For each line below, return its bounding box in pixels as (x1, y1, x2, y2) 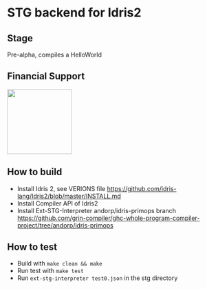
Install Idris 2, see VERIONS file (17, 184, 106, 192)
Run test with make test (17, 267, 84, 275)
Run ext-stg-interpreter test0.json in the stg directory (17, 274, 178, 282)
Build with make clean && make (17, 259, 103, 268)
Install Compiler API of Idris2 (17, 199, 98, 208)
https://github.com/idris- (107, 184, 177, 192)
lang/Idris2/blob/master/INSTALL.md (17, 192, 122, 200)
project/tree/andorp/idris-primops (17, 221, 113, 229)
